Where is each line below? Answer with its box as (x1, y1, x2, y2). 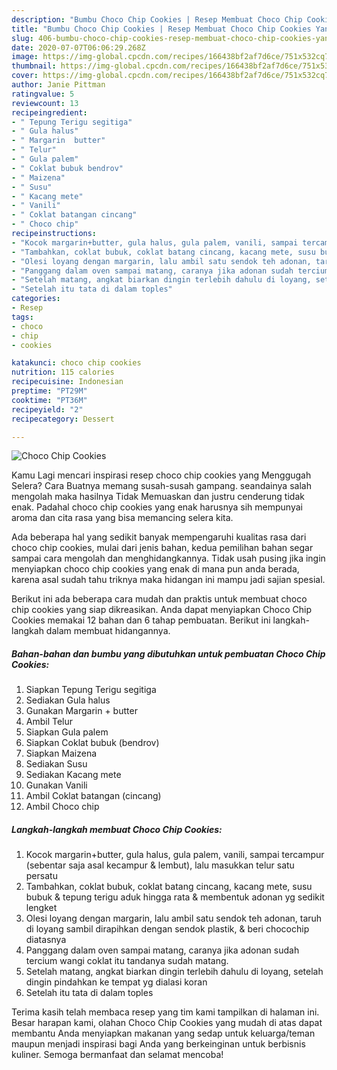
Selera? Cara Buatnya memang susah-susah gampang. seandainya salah (11, 480, 312, 492)
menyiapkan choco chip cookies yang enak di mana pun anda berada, (11, 563, 300, 575)
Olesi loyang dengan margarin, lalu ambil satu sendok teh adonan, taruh (25, 912, 323, 925)
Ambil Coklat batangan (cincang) (25, 790, 162, 802)
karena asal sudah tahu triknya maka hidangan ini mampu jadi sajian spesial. (11, 574, 326, 586)
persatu (25, 870, 58, 882)
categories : (11, 294, 61, 304)
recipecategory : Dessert (11, 414, 115, 424)
